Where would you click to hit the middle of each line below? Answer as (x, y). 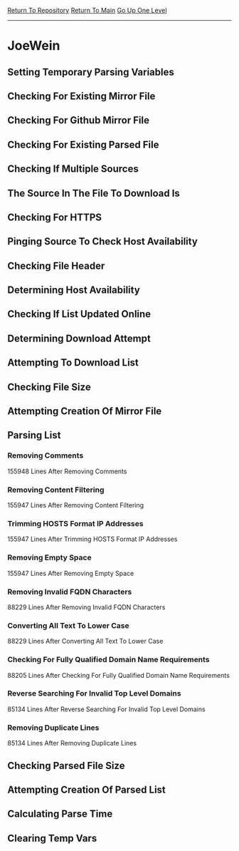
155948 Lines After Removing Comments (67, 471)
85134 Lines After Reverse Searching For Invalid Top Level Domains (106, 709)
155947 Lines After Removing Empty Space (71, 573)
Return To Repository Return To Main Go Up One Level (87, 10)
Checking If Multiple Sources (73, 169)
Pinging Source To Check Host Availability (102, 242)
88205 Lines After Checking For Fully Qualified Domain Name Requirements (118, 675)
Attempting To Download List (73, 363)
